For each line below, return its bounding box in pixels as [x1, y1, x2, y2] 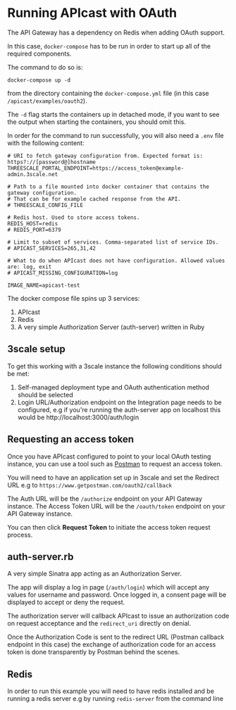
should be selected [17, 390, 73, 399]
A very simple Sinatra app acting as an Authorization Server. [7, 569, 182, 578]
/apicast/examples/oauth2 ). [7, 96, 87, 105]
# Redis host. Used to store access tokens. [7, 213, 140, 221]
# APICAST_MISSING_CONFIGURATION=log [7, 269, 118, 276]
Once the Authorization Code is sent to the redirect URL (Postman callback [7, 633, 225, 642]
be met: [7, 369, 30, 378]
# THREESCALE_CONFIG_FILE [7, 201, 83, 208]
